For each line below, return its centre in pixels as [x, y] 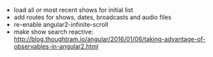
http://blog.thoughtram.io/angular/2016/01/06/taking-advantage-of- [110, 39]
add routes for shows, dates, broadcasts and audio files [92, 17]
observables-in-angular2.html [56, 46]
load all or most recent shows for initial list [73, 10]
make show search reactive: [54, 32]
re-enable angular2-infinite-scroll [61, 24]
